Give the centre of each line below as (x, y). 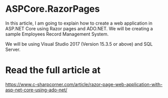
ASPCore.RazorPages (52, 9)
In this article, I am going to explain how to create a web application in (79, 23)
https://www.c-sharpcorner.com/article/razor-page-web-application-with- (84, 84)
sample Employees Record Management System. (57, 34)
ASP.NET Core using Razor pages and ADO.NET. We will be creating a (79, 28)
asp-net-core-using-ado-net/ (36, 90)
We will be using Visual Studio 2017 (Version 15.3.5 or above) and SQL (79, 44)
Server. (13, 49)
